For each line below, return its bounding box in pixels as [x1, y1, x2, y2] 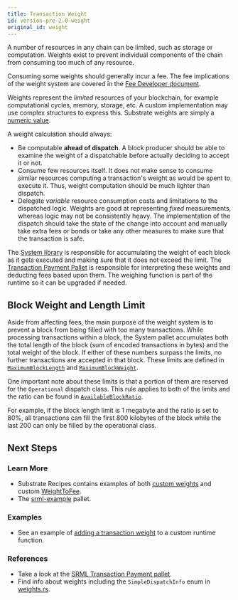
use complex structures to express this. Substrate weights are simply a [7, 108, 215, 117]
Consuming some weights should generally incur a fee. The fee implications [7, 72, 229, 80]
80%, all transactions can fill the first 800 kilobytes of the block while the [7, 414, 222, 422]
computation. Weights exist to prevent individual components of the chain [7, 51, 223, 59]
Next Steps [7, 442, 58, 454]
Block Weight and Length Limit [7, 299, 146, 311]
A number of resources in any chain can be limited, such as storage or [7, 43, 213, 52]
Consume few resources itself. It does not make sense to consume [17, 167, 213, 175]
